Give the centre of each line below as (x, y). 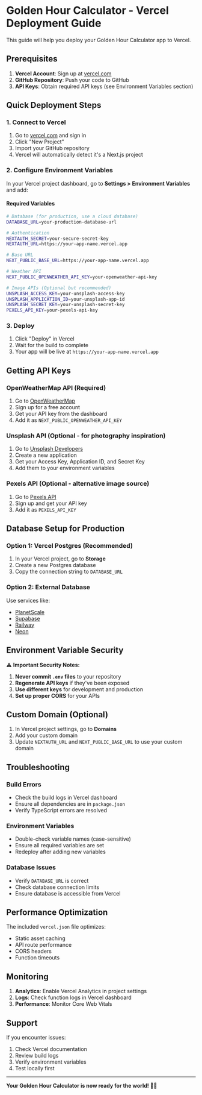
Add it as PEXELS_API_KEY (45, 509)
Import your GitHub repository (52, 148)
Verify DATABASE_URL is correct (52, 880)
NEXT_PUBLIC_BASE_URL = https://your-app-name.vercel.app (78, 261)
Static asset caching (40, 938)
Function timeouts (37, 958)
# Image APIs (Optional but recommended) (59, 288)
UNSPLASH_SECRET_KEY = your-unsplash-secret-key (66, 305)
